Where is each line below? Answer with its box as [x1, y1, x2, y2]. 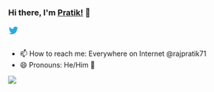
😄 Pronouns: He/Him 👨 [19, 61, 96, 70]
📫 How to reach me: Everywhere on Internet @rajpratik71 [19, 49, 207, 58]
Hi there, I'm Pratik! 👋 [8, 7, 90, 18]
